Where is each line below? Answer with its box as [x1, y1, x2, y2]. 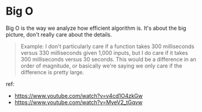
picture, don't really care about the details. [5, 30, 112, 38]
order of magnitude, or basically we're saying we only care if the [20, 62, 183, 69]
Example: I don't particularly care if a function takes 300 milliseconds [20, 43, 195, 50]
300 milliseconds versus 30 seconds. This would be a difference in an [20, 55, 197, 63]
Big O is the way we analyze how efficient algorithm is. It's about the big [5, 24, 187, 32]
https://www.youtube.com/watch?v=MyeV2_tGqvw [14, 99, 143, 106]
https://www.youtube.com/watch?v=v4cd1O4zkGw [14, 92, 143, 99]
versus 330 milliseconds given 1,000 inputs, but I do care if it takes [20, 49, 188, 56]
